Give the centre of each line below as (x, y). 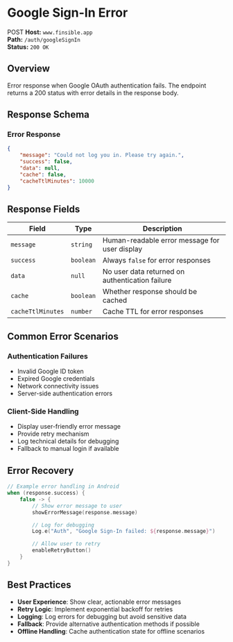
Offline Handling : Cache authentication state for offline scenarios (111, 631)
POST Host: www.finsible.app (50, 32)
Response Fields (44, 209)
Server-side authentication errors (65, 393)
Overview (29, 68)
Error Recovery (41, 470)
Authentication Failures (48, 356)
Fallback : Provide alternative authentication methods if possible (108, 624)
